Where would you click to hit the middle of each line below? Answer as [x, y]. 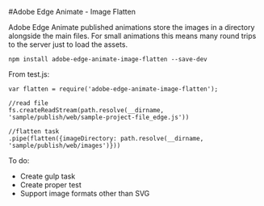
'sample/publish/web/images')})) [65, 145]
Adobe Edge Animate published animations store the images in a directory [132, 27]
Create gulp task [48, 176]
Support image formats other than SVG [85, 193]
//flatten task [34, 132]
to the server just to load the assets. [68, 44]
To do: [19, 160]
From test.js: [29, 74]
